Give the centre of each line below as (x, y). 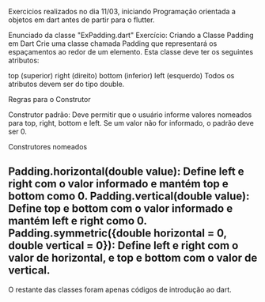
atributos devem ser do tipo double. (66, 84)
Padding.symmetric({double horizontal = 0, (117, 234)
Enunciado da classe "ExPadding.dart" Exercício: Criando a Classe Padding (131, 35)
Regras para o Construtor (49, 99)
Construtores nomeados (48, 147)
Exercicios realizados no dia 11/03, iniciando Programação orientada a (122, 11)
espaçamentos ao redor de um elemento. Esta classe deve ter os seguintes (131, 52)
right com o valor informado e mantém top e (119, 184)
